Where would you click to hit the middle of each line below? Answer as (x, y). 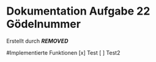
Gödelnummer (44, 24)
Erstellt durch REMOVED (37, 41)
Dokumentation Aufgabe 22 (78, 11)
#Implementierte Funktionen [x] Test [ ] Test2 (63, 52)
